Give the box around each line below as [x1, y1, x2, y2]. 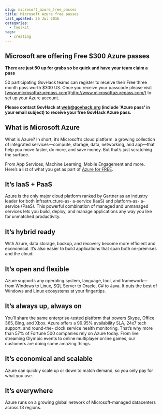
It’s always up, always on [5, 302, 82, 310]
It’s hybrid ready [5, 228, 56, 236]
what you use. [5, 372, 33, 378]
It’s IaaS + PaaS [5, 180, 52, 188]
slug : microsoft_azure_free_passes [5, 7, 77, 12]
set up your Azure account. [5, 95, 59, 101]
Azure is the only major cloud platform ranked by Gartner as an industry [5, 193, 148, 199]
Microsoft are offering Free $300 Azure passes [5, 52, 150, 61]
